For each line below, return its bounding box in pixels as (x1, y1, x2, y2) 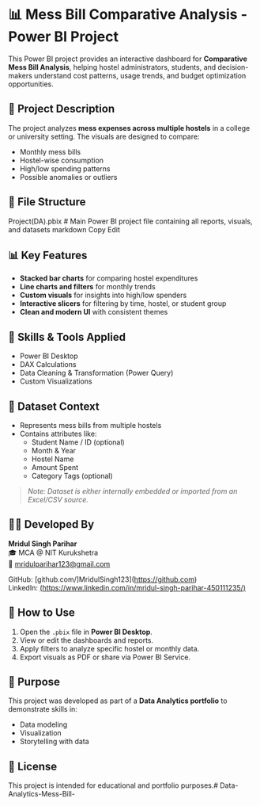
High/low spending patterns (19, 163, 111, 174)
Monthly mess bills (19, 147, 81, 156)
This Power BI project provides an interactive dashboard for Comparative (8, 54, 247, 63)
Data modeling (19, 720, 68, 729)
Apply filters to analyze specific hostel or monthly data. (19, 644, 200, 653)
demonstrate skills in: (8, 705, 77, 714)
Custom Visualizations (19, 376, 92, 386)
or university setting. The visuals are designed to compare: (8, 132, 200, 141)
